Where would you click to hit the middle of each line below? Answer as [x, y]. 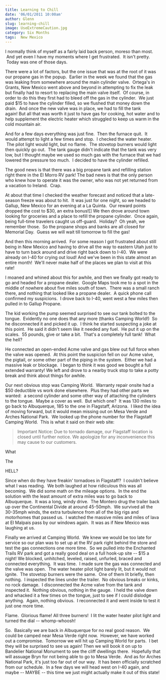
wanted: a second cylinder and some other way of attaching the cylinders [81, 395]
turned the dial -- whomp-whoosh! [40, 621]
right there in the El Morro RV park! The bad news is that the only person [79, 175]
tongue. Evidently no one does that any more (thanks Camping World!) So [81, 318]
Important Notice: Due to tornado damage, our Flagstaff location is [85, 431]
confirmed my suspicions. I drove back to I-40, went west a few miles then [82, 298]
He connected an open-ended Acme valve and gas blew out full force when [82, 349]
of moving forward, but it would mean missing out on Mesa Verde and [76, 411]
